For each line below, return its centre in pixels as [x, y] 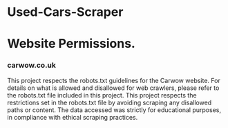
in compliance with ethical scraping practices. [73, 117]
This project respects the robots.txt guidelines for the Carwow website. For [114, 80]
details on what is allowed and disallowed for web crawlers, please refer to [113, 88]
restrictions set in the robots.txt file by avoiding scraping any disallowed [110, 102]
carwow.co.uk [32, 65]
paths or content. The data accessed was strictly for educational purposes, [114, 110]
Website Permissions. [72, 44]
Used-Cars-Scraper [65, 12]
